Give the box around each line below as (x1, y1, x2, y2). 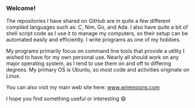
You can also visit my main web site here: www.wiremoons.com (6, 84, 160, 91)
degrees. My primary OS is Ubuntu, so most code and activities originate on (6, 66, 190, 73)
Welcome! (6, 4, 36, 12)
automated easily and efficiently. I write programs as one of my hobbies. (6, 36, 181, 43)
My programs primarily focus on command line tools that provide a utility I (6, 48, 185, 55)
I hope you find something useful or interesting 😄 (6, 95, 126, 102)
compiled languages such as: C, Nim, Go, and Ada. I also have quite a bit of (6, 23, 188, 31)
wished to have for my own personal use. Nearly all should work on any (6, 54, 179, 61)
